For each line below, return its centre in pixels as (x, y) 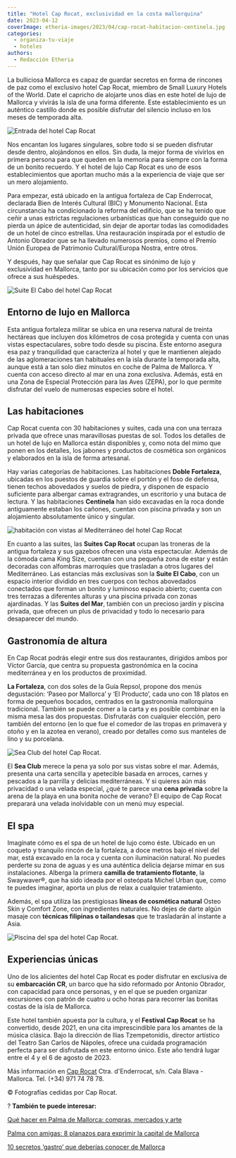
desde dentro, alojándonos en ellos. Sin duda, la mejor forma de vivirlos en (116, 151)
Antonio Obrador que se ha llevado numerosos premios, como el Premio (112, 240)
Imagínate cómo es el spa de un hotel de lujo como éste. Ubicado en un (111, 843)
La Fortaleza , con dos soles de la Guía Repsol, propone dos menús (105, 687)
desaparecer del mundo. (43, 619)
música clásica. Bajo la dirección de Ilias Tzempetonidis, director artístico (113, 1035)
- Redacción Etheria (44, 60)
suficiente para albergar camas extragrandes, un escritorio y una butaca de (117, 494)
